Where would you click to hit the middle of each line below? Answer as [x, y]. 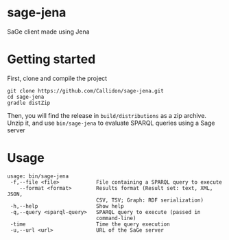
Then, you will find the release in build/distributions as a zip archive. [107, 115]
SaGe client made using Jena [49, 32]
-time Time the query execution [90, 224]
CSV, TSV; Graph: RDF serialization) [150, 200]
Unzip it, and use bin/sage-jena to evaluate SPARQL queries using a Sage [111, 123]
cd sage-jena [26, 97]
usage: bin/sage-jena [38, 176]
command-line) [116, 218]
